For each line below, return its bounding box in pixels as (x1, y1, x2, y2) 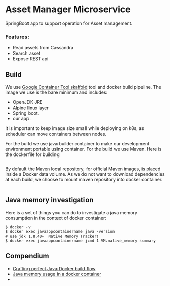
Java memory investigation (5, 196, 94, 204)
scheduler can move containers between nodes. (5, 131, 107, 137)
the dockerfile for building (5, 151, 60, 158)
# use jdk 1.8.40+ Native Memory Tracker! (5, 233, 99, 239)
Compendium (5, 252, 49, 261)
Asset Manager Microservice (5, 4, 131, 15)
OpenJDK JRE (12, 99, 43, 106)
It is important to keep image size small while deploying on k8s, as (5, 125, 144, 132)
